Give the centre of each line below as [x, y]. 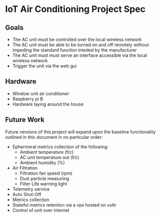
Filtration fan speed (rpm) [46, 173]
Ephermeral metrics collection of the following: [60, 147]
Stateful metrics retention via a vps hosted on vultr [64, 205]
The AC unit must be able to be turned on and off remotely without [80, 45]
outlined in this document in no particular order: [54, 137]
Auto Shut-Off [27, 194]
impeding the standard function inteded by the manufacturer [75, 50]
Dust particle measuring [45, 178]
